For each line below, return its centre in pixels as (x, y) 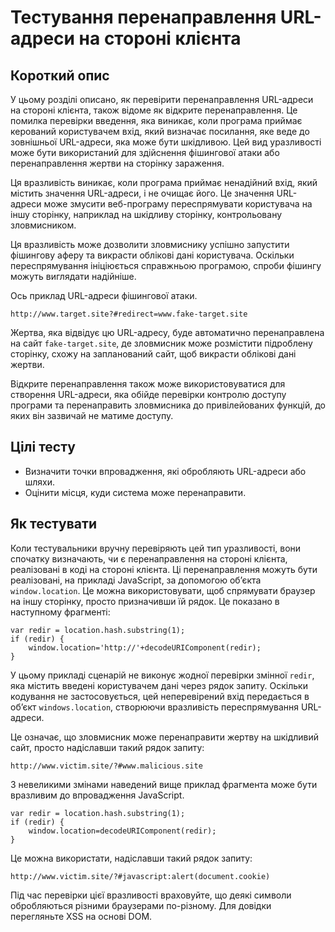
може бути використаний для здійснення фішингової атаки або (145, 152)
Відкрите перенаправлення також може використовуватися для (148, 384)
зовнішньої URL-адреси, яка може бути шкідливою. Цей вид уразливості (166, 142)
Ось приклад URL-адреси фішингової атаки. (104, 295)
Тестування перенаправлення (143, 17)
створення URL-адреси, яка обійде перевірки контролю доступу (148, 394)
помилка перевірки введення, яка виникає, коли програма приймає (156, 120)
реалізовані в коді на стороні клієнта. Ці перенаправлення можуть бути (164, 569)
